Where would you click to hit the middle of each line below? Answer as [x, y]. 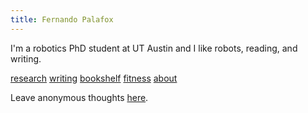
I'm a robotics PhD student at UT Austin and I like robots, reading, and [154, 48]
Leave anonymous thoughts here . [79, 97]
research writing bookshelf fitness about [94, 78]
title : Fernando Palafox [62, 19]
